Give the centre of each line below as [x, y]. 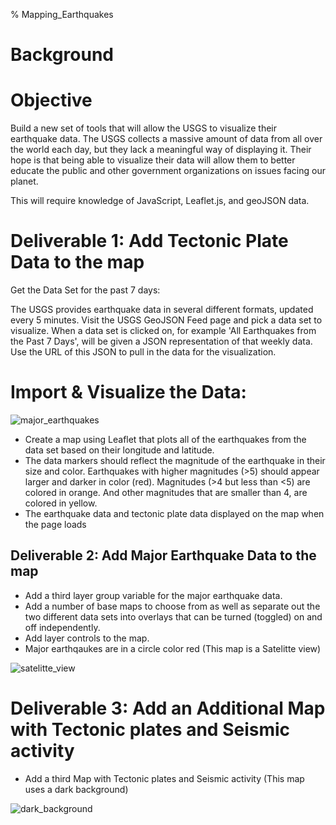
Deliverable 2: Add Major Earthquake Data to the [163, 555]
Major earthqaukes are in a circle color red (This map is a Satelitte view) [173, 648]
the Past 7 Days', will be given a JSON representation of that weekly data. [161, 341]
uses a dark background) [76, 789]
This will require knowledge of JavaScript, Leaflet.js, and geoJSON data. [160, 201]
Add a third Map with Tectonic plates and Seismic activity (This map [164, 778]
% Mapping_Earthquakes [62, 14]
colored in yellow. [61, 503]
